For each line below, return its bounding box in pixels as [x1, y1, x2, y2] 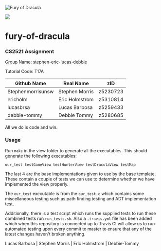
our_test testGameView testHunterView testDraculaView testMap [5, 162, 136, 167]
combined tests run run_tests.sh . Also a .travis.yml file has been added [5, 215, 152, 221]
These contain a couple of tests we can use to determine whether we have [5, 176, 155, 182]
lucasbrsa [7, 104, 30, 111]
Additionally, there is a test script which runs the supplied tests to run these [5, 210, 156, 216]
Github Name [15, 80, 46, 87]
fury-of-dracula [5, 31, 70, 42]
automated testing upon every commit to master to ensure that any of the [5, 226, 152, 232]
